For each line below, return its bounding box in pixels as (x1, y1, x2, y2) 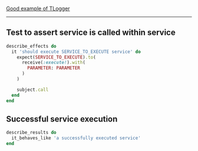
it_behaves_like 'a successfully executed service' (11, 135, 141, 141)
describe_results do (6, 130, 57, 136)
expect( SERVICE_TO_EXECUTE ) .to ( (16, 54, 96, 60)
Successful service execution (6, 114, 118, 124)
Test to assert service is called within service (6, 28, 176, 38)
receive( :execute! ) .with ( (21, 60, 85, 65)
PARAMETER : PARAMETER (27, 65, 81, 71)
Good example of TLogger (6, 5, 70, 12)
